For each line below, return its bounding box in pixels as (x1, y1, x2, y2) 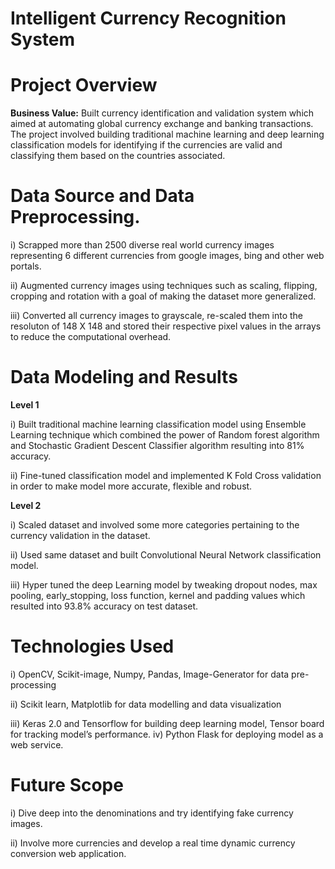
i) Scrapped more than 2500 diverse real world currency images (10, 239, 275, 251)
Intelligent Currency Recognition (10, 7, 287, 30)
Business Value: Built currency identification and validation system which (10, 107, 315, 119)
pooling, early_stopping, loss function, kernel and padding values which (10, 590, 306, 601)
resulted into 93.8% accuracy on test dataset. (10, 600, 199, 612)
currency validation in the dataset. (10, 530, 151, 541)
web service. (10, 738, 64, 751)
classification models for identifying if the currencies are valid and (10, 139, 283, 151)
